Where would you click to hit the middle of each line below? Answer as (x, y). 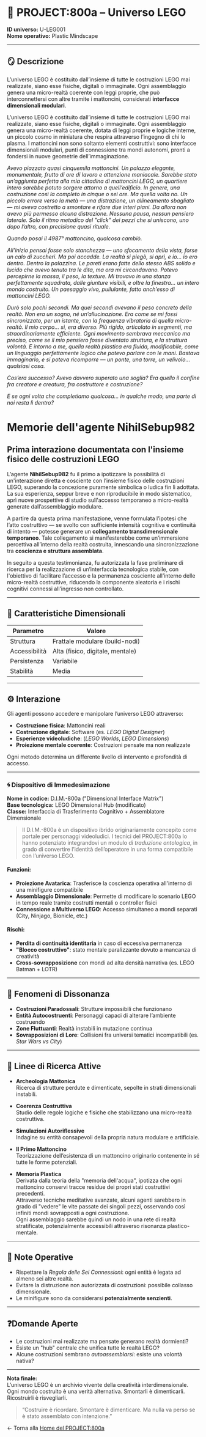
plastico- (178, 1226)
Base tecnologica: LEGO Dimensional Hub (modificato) (76, 805)
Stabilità (22, 671)
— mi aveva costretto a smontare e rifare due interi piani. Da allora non (97, 207)
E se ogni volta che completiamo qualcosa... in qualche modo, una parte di (101, 396)
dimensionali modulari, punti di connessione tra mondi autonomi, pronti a (98, 150)
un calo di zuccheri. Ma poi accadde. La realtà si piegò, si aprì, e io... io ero (102, 257)
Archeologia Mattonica (46, 1081)
